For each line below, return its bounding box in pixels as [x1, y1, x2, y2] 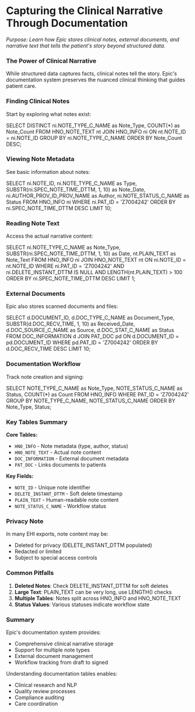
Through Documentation [6, 16, 128, 30]
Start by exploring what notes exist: [6, 110, 92, 118]
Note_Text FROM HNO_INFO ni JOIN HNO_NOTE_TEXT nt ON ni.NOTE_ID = [6, 256, 186, 263]
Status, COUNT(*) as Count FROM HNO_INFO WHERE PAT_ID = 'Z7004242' [6, 391, 189, 398]
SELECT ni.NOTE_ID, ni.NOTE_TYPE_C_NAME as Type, [6, 180, 137, 187]
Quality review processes [14, 687, 76, 694]
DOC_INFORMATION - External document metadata [14, 455, 129, 462]
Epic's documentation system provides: [6, 628, 101, 636]
